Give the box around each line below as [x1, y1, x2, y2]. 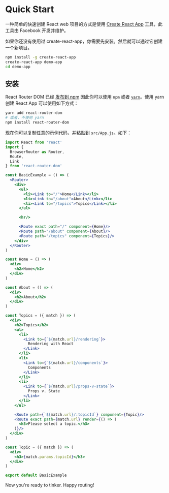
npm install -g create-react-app [5, 54, 76, 59]
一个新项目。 [5, 44, 32, 50]
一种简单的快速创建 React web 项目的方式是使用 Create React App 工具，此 [5, 21, 163, 27]
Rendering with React [27, 342, 74, 347]
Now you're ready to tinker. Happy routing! [5, 482, 94, 488]
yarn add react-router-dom [5, 110, 62, 115]
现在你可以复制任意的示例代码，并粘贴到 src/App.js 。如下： [5, 130, 132, 136]
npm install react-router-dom [5, 120, 70, 125]
